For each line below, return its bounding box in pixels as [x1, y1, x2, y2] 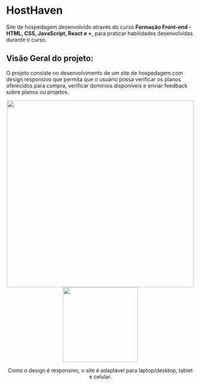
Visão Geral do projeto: [6, 53, 94, 63]
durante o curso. [6, 36, 47, 43]
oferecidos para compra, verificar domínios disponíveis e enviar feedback [6, 82, 188, 89]
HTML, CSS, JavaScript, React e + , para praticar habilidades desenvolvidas [6, 29, 193, 36]
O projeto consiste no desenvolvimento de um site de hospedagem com [6, 69, 183, 77]
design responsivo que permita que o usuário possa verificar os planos [6, 75, 181, 82]
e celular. [89, 373, 112, 380]
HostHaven [6, 4, 63, 17]
